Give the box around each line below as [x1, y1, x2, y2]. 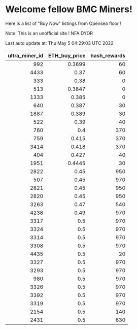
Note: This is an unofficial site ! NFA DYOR [5, 30, 93, 36]
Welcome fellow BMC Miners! [5, 4, 133, 15]
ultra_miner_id [8, 52, 44, 59]
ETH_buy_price [48, 52, 86, 59]
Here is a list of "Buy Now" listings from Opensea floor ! [5, 20, 122, 26]
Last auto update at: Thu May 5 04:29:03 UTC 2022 [5, 40, 114, 46]
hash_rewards [90, 52, 126, 59]
